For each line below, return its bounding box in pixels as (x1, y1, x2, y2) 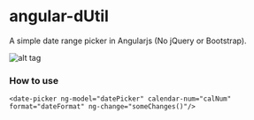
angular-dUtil (9, 6, 109, 26)
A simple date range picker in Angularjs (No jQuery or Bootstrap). (9, 35, 247, 46)
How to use (9, 74, 59, 86)
